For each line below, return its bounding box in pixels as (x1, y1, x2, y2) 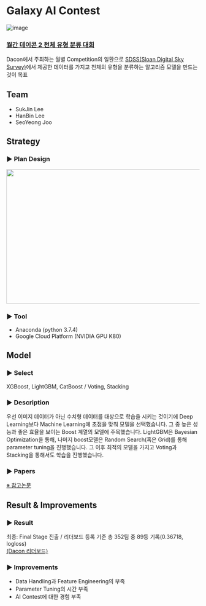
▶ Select (6, 369, 34, 377)
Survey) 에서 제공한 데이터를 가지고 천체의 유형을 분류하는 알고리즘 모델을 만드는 (6, 63, 198, 71)
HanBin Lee (15, 112, 45, 120)
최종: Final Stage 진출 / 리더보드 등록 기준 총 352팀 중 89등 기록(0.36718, (6, 533, 183, 540)
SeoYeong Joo (15, 119, 52, 126)
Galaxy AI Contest (6, 4, 101, 18)
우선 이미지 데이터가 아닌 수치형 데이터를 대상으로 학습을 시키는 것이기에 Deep (6, 413, 193, 420)
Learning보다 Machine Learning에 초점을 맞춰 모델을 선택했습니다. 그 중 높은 (6, 420, 192, 428)
